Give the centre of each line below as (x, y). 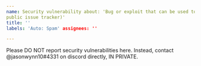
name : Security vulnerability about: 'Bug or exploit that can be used (97, 12)
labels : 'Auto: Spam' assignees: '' (52, 28)
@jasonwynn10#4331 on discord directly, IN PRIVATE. (72, 56)
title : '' (19, 23)
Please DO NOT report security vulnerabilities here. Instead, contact (90, 51)
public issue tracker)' (36, 17)
